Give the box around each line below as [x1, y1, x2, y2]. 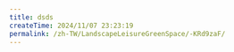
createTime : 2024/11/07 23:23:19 [9, 21, 134, 30]
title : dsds [9, 12, 54, 22]
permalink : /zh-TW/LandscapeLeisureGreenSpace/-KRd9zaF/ [9, 29, 226, 38]
